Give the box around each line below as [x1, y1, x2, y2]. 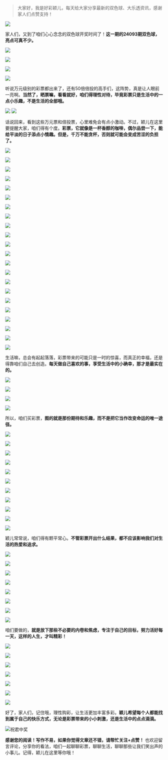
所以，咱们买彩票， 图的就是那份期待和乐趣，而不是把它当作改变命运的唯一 [5, 415, 158, 421]
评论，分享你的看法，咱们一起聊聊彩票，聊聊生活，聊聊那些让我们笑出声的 [9, 743, 163, 749]
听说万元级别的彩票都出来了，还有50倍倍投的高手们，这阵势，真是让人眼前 [5, 85, 160, 91]
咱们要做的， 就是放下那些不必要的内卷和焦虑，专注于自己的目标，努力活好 [5, 627, 158, 633]
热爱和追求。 [13, 541, 40, 547]
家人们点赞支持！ [17, 11, 53, 17]
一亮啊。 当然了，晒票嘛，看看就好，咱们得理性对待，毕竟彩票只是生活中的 [5, 92, 158, 97]
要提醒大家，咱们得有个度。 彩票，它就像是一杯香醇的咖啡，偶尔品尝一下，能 [5, 125, 163, 131]
